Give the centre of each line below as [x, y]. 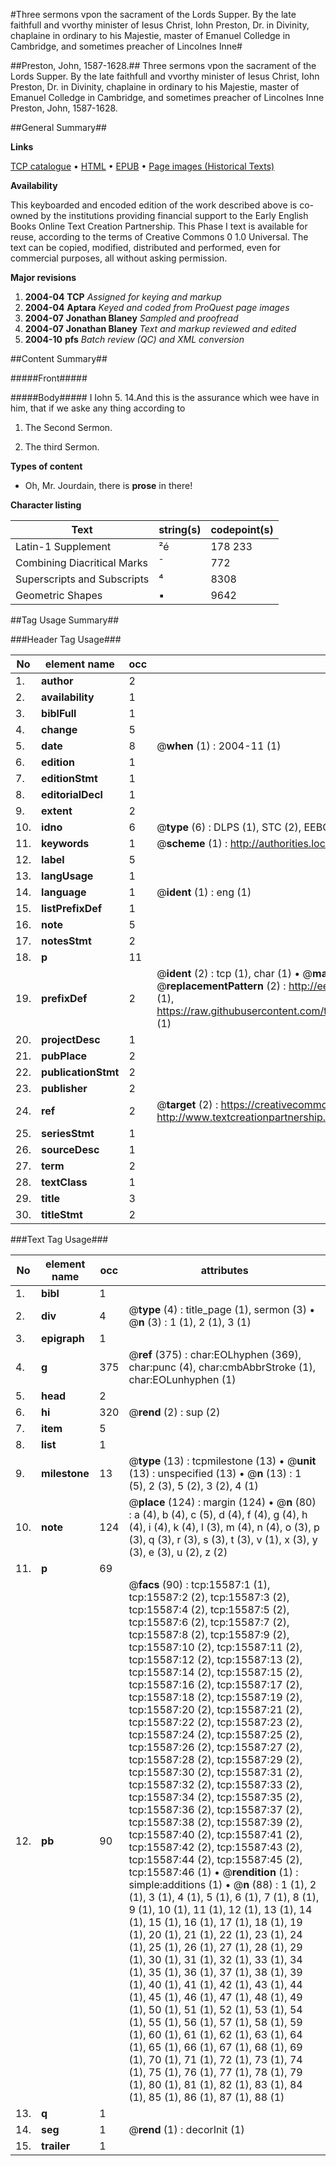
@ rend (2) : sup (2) [174, 1412]
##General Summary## [58, 127]
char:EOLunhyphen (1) [182, 1379]
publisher [64, 1088]
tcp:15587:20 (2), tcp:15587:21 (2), [215, 1709]
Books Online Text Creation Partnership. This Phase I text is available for [159, 226]
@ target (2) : [187, 1104]
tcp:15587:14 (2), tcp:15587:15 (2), [215, 1672]
